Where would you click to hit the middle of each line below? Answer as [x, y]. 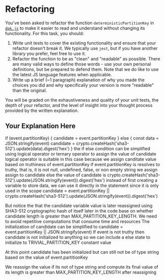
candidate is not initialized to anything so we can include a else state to [78, 237]
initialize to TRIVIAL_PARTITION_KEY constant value [58, 242]
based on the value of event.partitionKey [47, 257]
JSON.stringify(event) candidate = [40, 143]
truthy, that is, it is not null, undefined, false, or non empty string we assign [81, 169]
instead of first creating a [132, 180]
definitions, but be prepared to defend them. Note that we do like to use [85, 69]
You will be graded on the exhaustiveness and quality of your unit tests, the [82, 100]
